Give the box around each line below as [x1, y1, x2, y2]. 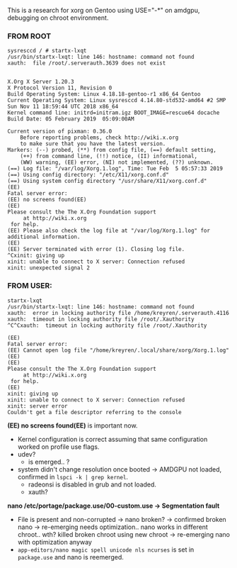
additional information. [7, 233, 81, 240]
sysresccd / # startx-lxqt [7, 48, 87, 55]
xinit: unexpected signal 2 [7, 264, 91, 272]
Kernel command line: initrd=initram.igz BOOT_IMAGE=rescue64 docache [7, 109, 220, 116]
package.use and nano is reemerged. [17, 552, 124, 561]
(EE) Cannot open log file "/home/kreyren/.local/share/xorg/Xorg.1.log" [7, 347, 230, 354]
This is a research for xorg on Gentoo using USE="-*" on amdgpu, [7, 6, 200, 14]
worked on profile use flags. [17, 442, 100, 451]
